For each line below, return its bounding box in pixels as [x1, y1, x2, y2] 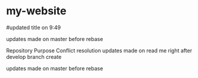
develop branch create [6, 53, 62, 60]
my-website [6, 4, 67, 18]
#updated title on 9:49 [6, 24, 61, 31]
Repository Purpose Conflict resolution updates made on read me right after [6, 46, 192, 54]
